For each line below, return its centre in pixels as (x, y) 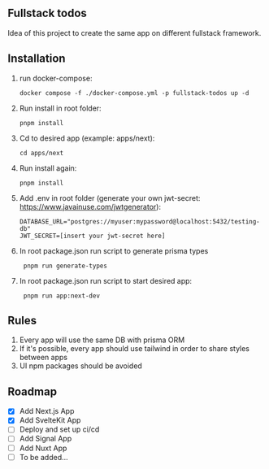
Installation (37, 59)
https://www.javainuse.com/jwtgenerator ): (90, 206)
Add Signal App (46, 439)
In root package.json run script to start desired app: (106, 280)
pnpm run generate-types (65, 266)
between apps (43, 358)
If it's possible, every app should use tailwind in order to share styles (134, 349)
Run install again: (48, 168)
